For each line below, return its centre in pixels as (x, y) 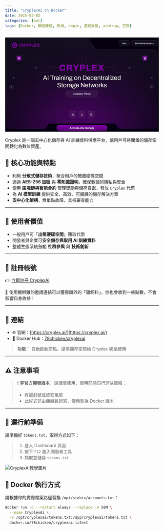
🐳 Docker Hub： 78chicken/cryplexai (49, 338)
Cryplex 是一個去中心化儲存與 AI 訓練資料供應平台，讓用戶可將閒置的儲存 (79, 140)
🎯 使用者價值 (24, 222)
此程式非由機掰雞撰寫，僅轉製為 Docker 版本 (69, 401)
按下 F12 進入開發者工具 (48, 451)
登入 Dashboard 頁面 (45, 445)
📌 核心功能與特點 (31, 163)
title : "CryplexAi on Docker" (36, 10)
